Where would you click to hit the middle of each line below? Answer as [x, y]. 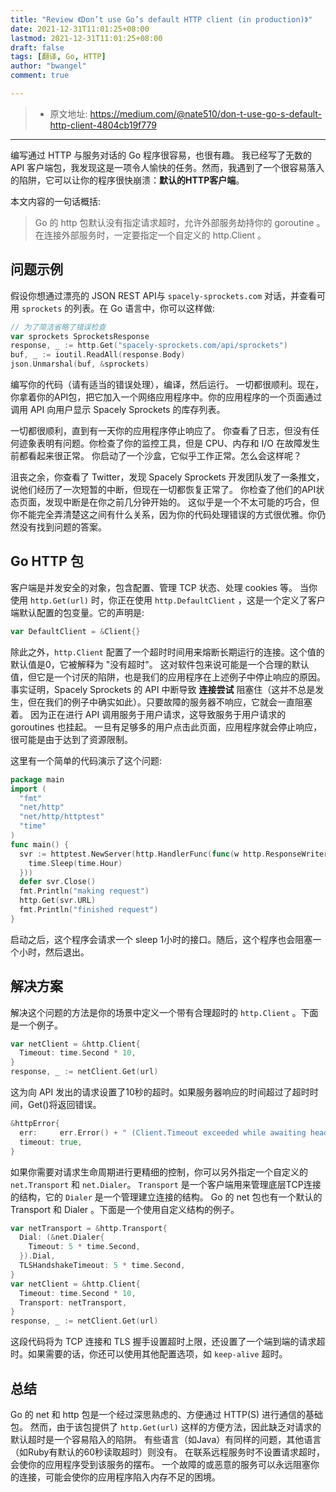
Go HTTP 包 [47, 561]
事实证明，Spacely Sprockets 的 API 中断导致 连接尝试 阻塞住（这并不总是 [163, 689]
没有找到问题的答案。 [62, 527]
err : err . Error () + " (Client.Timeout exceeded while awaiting [163, 1132]
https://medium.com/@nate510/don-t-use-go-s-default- [206, 113]
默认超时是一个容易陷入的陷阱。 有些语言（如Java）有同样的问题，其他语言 [166, 1439]
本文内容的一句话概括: [56, 201]
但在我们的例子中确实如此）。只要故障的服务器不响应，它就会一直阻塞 [170, 702]
